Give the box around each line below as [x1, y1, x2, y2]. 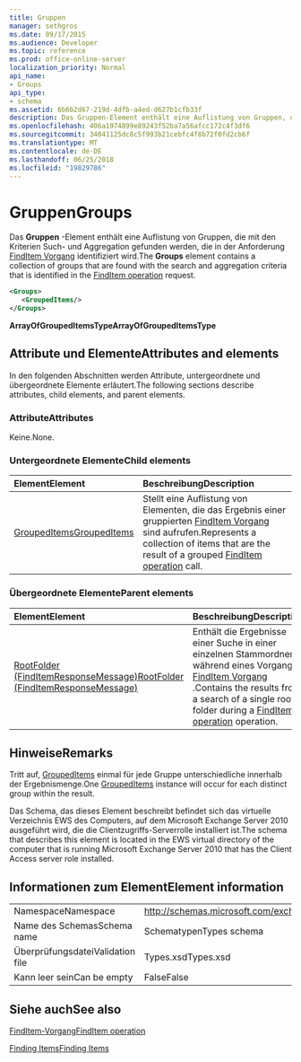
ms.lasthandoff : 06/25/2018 [9, 154, 115, 164]
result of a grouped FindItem [142, 549, 262, 561]
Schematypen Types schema [143, 926, 264, 938]
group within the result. [9, 788, 96, 799]
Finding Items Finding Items [9, 1043, 109, 1054]
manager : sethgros [9, 22, 78, 31]
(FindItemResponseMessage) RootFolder [13, 670, 185, 682]
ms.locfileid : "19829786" [9, 163, 106, 172]
